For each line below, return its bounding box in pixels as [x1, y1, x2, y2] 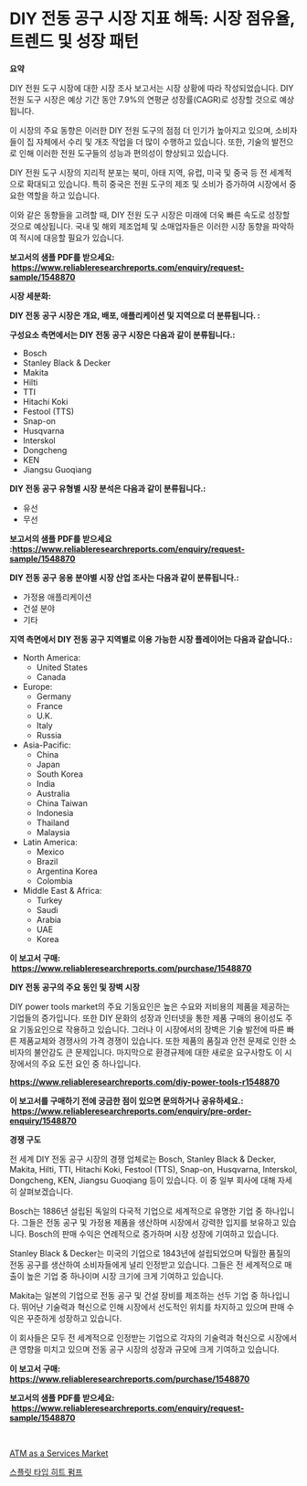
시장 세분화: [9, 290, 52, 302]
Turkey [36, 895, 63, 906]
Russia [36, 729, 62, 740]
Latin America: [22, 836, 78, 847]
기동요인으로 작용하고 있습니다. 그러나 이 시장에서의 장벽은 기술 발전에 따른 [18, 1024, 285, 1035]
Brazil [36, 855, 58, 866]
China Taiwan [36, 797, 89, 809]
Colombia [36, 875, 73, 886]
